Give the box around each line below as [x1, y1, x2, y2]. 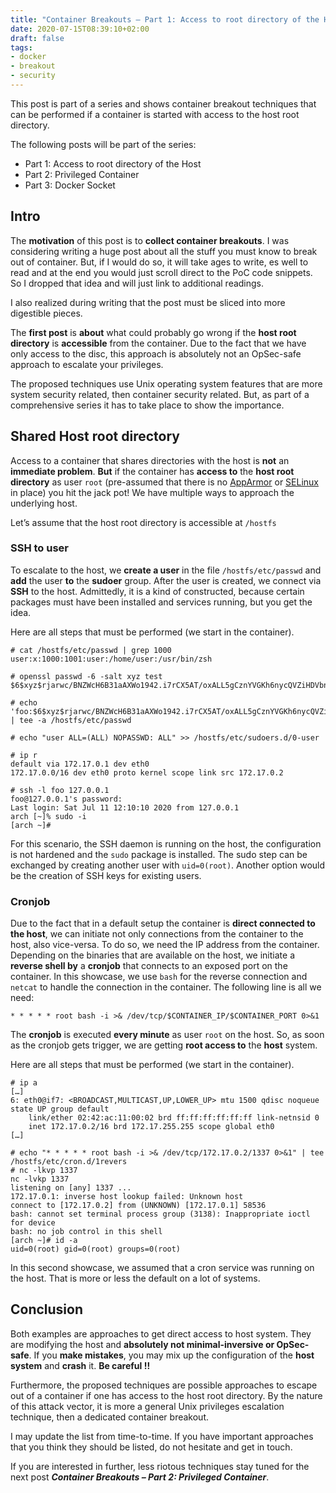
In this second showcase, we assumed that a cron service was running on [10, 1262, 315, 1274]
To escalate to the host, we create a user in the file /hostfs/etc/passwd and [10, 564, 322, 576]
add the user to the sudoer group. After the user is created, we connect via [10, 574, 322, 586]
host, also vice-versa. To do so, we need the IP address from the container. [10, 939, 320, 951]
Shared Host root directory [10, 428, 180, 445]
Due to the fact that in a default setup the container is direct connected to [10, 917, 316, 930]
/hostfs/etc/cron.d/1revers [10, 1157, 128, 1167]
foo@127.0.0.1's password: [10, 794, 123, 804]
